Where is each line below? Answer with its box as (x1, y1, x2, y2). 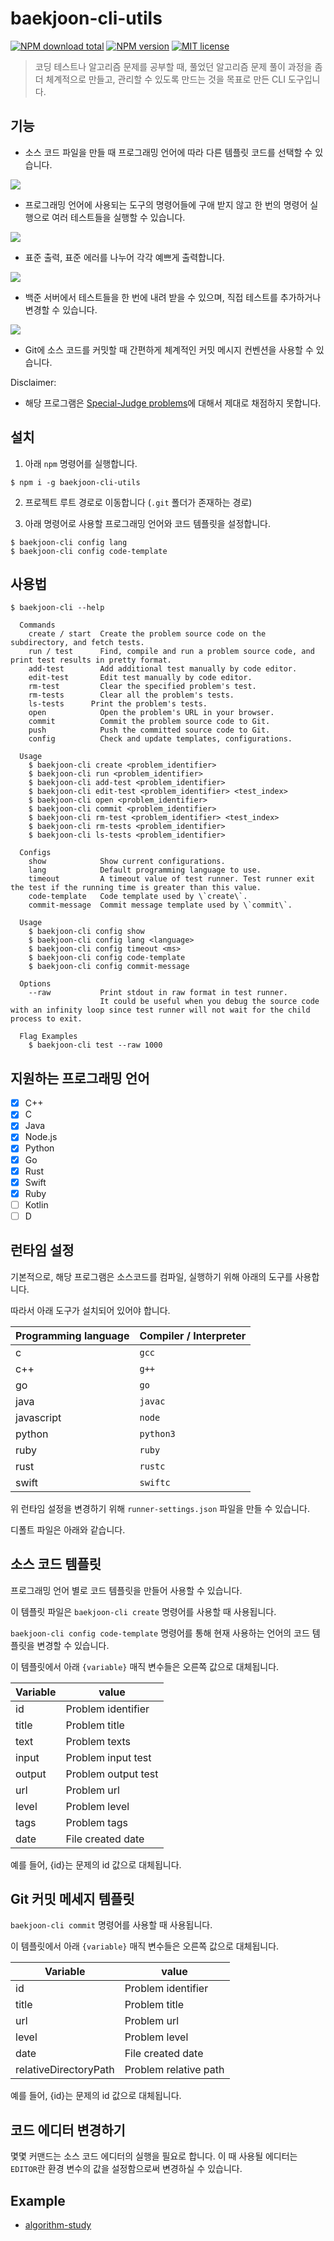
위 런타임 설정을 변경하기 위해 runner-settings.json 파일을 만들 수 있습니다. (10, 1502, 310, 1514)
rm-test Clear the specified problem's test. (28, 682, 257, 692)
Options (19, 979, 52, 989)
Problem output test (65, 1767, 159, 1781)
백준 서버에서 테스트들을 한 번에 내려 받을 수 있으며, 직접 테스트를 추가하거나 (24, 291, 322, 303)
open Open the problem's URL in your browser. (28, 708, 275, 718)
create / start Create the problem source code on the (28, 629, 267, 639)
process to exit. (10, 1014, 83, 1024)
